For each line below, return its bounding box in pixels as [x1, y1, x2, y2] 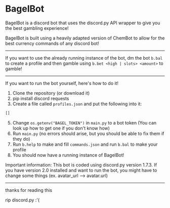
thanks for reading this [5, 187, 52, 193]
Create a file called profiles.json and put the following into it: [12, 101, 142, 107]
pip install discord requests [12, 95, 69, 101]
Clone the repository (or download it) [12, 90, 90, 96]
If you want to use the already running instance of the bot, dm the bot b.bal [5, 55, 163, 61]
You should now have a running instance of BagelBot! [12, 152, 124, 158]
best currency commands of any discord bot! [5, 40, 100, 46]
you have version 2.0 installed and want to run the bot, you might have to [5, 167, 157, 173]
